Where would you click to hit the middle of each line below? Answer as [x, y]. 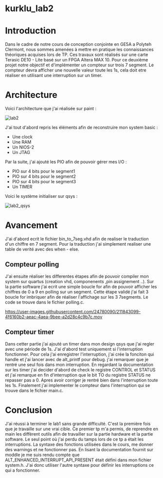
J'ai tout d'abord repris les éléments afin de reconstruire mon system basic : [81, 128]
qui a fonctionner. [23, 470]
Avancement [31, 225]
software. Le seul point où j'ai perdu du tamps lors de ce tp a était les [74, 439]
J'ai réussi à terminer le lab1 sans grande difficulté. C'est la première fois [78, 423]
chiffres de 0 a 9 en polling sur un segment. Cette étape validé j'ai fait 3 [77, 292]
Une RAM [22, 142]
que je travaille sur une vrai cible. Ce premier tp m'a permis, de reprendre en [81, 429]
